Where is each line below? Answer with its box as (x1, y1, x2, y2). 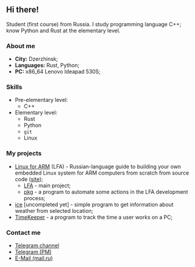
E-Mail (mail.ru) (14, 254, 53, 262)
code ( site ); (14, 175, 44, 182)
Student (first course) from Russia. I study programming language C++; (6, 20, 182, 27)
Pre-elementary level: (14, 97, 69, 104)
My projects (6, 149, 42, 157)
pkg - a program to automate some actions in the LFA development (23, 188, 188, 195)
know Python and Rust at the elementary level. (6, 27, 120, 34)
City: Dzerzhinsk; (14, 55, 58, 63)
